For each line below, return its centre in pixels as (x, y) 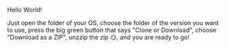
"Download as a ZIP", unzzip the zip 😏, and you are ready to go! (98, 37)
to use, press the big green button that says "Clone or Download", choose (112, 30)
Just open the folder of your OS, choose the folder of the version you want (113, 23)
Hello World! (25, 10)
